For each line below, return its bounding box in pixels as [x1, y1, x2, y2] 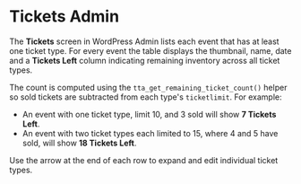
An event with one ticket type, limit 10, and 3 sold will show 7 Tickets [21, 109, 277, 119]
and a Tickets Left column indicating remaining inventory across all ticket [9, 55, 280, 66]
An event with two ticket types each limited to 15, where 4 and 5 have [21, 127, 279, 138]
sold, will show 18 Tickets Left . [21, 137, 137, 148]
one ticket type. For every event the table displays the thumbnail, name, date [9, 45, 292, 56]
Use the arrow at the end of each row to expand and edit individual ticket [9, 154, 279, 165]
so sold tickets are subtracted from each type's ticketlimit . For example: [9, 92, 282, 102]
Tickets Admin [9, 6, 119, 27]
